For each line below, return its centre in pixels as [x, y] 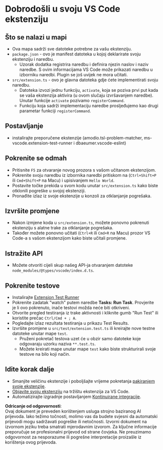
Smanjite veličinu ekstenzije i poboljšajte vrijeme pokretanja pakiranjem [83, 381]
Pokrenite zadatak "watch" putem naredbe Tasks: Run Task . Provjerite [83, 303]
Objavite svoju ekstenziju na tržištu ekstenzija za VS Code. [71, 391]
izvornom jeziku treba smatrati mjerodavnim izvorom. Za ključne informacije [81, 427]
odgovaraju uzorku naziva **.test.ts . [57, 344]
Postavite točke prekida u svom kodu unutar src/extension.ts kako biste [85, 185]
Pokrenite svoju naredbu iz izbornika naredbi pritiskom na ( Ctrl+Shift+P [84, 175]
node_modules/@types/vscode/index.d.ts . [53, 270]
